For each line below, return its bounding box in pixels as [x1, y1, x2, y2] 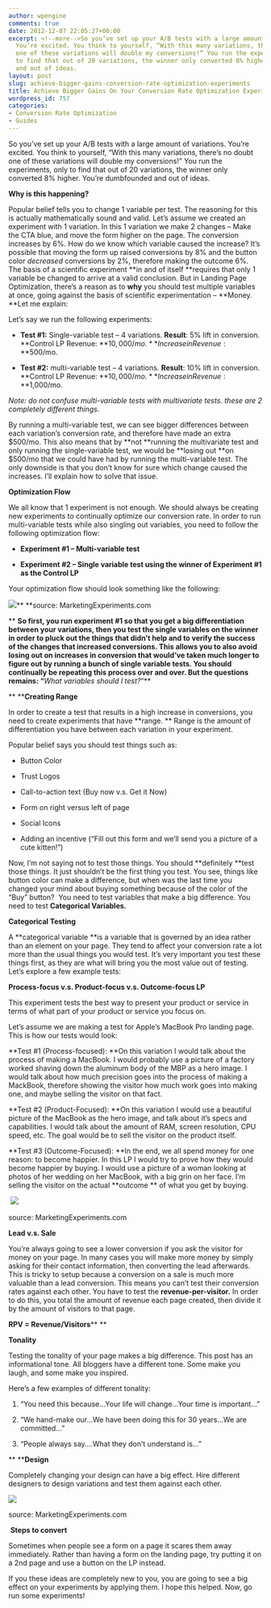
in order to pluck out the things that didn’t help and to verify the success [8, 633, 256, 642]
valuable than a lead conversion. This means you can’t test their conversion [8, 1278, 260, 1288]
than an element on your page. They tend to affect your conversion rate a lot [8, 941, 262, 950]
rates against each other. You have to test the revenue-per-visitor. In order [8, 1286, 259, 1296]
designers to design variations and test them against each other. [8, 1478, 222, 1489]
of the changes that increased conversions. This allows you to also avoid [8, 641, 258, 651]
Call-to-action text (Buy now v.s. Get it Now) [19, 787, 168, 796]
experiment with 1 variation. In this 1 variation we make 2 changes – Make [8, 221, 252, 231]
